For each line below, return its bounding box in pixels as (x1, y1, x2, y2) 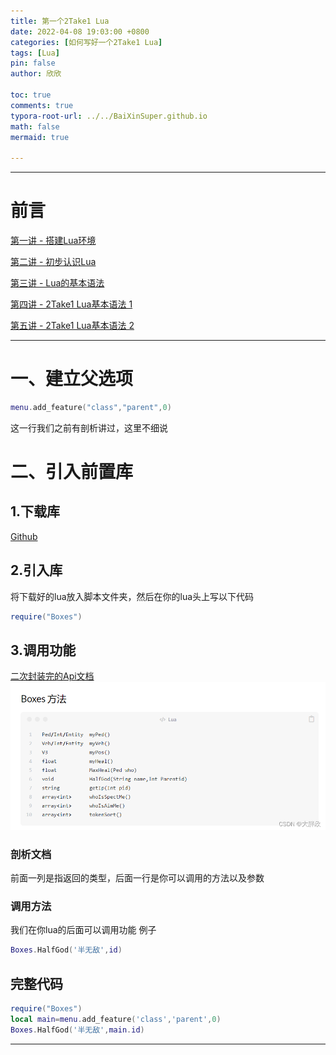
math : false (10, 121, 60, 132)
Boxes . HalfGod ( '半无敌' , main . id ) (10, 1025, 145, 1035)
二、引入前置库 (10, 461, 134, 484)
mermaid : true (10, 132, 70, 142)
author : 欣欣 (10, 69, 62, 79)
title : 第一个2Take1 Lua (10, 16, 110, 26)
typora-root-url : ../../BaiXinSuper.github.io (10, 111, 208, 121)
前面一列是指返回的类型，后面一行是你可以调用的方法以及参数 (10, 872, 265, 884)
